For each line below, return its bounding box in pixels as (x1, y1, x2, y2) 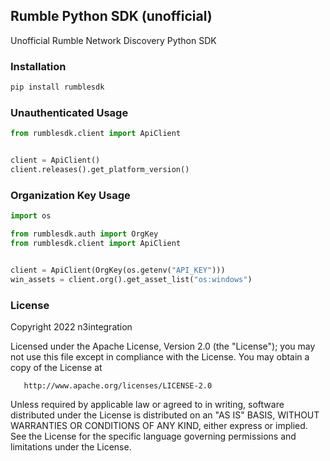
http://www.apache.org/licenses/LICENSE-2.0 (23, 380, 213, 391)
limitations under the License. (10, 440, 132, 453)
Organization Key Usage (10, 188, 131, 202)
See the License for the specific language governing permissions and (10, 430, 297, 442)
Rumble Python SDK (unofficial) (10, 8, 213, 25)
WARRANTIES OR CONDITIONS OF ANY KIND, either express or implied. (10, 419, 308, 431)
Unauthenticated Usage (10, 105, 129, 119)
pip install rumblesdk (10, 82, 105, 93)
